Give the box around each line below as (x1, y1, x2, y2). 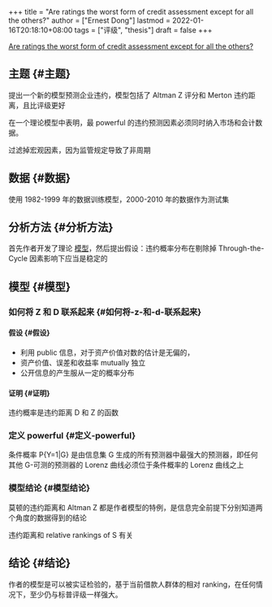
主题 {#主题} (8, 67, 71, 81)
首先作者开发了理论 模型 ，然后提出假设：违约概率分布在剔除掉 (8, 243, 217, 253)
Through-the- (218, 243, 265, 253)
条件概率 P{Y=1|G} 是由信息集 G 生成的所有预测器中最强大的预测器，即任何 (8, 450, 258, 460)
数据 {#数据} (8, 171, 71, 186)
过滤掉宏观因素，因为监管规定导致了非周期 (8, 145, 151, 155)
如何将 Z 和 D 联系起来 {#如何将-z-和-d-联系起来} (8, 306, 202, 317)
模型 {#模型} (8, 280, 71, 294)
